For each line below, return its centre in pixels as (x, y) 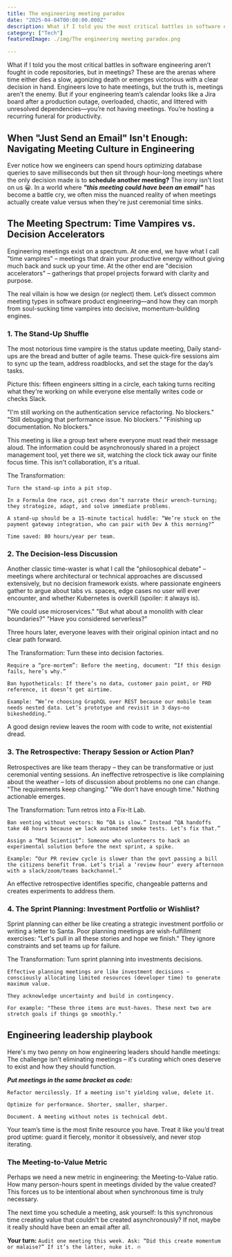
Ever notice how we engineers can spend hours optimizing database (105, 165)
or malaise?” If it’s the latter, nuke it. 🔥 (74, 1247)
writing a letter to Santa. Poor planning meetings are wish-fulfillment (104, 931)
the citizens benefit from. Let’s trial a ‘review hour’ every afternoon (116, 865)
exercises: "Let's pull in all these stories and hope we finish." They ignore (111, 938)
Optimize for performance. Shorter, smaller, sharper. (88, 1104)
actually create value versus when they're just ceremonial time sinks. (105, 202)
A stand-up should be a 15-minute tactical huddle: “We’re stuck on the (114, 518)
